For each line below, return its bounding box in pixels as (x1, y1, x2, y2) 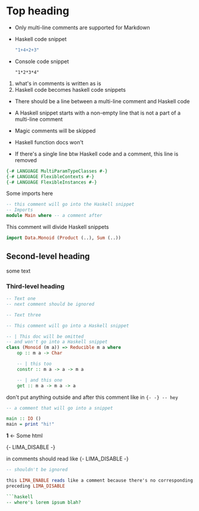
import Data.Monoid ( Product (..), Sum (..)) (6, 235, 121, 241)
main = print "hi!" (6, 422, 55, 428)
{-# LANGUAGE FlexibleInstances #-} (6, 179, 97, 185)
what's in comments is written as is (14, 79, 101, 87)
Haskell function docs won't (14, 138, 83, 145)
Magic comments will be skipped (14, 127, 96, 134)
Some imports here (6, 190, 54, 197)
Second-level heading (6, 252, 91, 262)
